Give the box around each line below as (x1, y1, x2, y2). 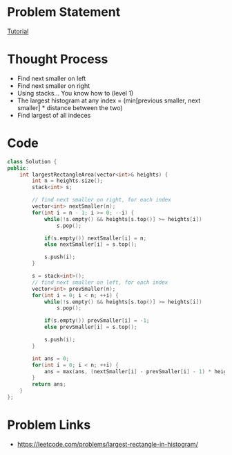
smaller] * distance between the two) (17, 103, 123, 111)
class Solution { (7, 158, 57, 165)
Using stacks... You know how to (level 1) (17, 89, 134, 97)
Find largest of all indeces (17, 111, 91, 119)
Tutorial (7, 27, 29, 35)
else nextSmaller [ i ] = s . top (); (43, 241, 137, 248)
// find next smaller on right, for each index (32, 197, 171, 204)
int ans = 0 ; (32, 355, 70, 362)
